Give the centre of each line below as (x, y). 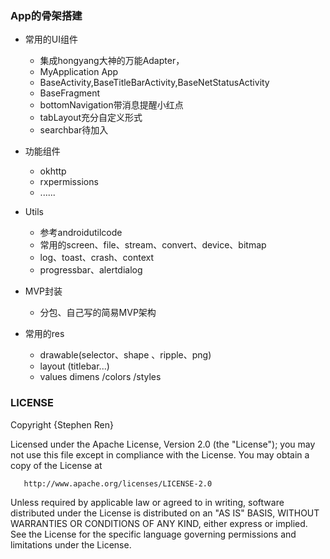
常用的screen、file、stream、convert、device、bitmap (153, 245)
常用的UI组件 (51, 39)
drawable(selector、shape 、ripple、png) (125, 355)
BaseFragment (70, 93)
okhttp (53, 171)
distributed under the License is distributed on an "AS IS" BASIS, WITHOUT (165, 513)
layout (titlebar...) (74, 366)
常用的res (44, 334)
